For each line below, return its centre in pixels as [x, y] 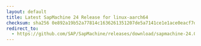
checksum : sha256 [28, 23]
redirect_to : [22, 28]
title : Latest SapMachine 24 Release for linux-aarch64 [77, 17]
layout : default [26, 12]
